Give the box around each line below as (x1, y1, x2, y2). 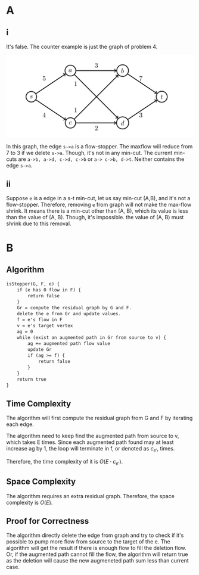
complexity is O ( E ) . (6, 499, 53, 506)
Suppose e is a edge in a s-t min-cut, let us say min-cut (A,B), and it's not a (6, 195, 191, 202)
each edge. (6, 421, 34, 428)
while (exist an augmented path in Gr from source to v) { (17, 335, 167, 341)
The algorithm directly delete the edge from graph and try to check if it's (6, 532, 184, 539)
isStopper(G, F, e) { (6, 281, 60, 287)
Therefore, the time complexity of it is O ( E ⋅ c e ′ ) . (6, 458, 123, 467)
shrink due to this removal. (6, 220, 71, 227)
